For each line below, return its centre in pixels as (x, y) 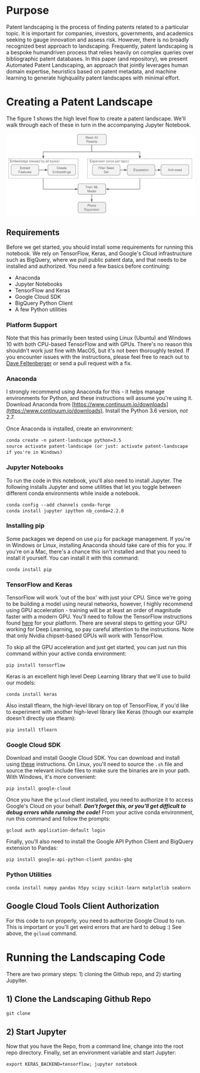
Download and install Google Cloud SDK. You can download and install (93, 758)
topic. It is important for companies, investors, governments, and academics (100, 33)
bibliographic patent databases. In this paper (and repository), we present (97, 59)
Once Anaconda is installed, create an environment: (70, 429)
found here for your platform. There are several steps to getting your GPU (96, 623)
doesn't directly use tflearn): (41, 719)
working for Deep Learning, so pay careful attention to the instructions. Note (100, 629)
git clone (19, 1014)
